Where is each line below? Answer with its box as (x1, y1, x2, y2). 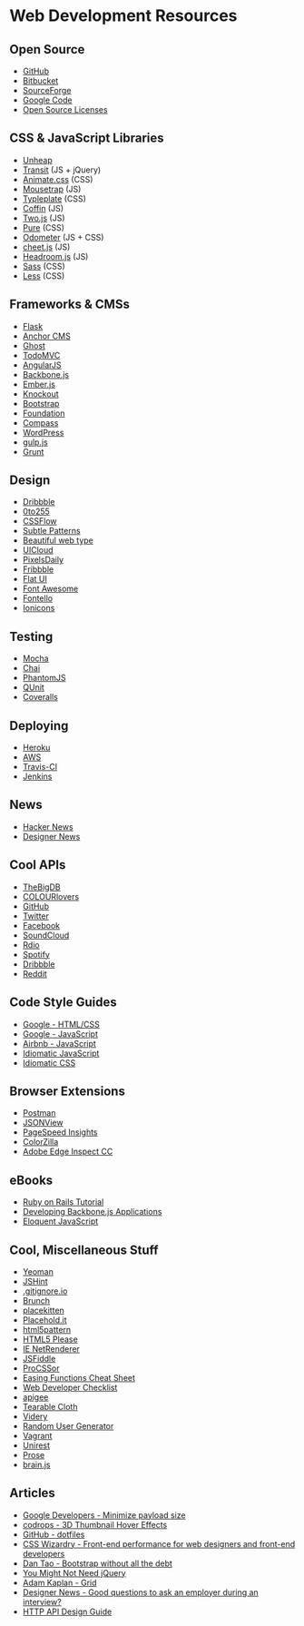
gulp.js (22, 437, 48, 448)
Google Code (22, 94, 73, 105)
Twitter (22, 910, 50, 921)
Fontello (22, 593, 53, 604)
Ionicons (22, 603, 55, 614)
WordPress (22, 427, 64, 438)
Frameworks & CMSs (9, 297, 130, 312)
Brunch (22, 1295, 51, 1306)
